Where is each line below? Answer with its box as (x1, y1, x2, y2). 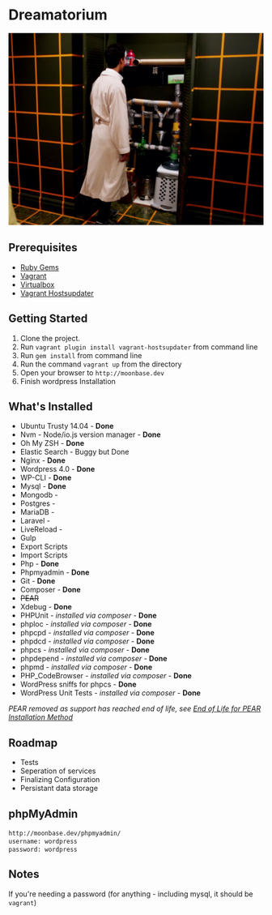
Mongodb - (19, 490, 58, 500)
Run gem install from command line (19, 350, 142, 360)
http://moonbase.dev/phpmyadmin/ (8, 829, 121, 837)
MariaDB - (19, 507, 55, 517)
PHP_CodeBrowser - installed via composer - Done (19, 671, 192, 681)
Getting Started (8, 312, 88, 326)
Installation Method (8, 712, 74, 722)
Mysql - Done (19, 481, 66, 491)
